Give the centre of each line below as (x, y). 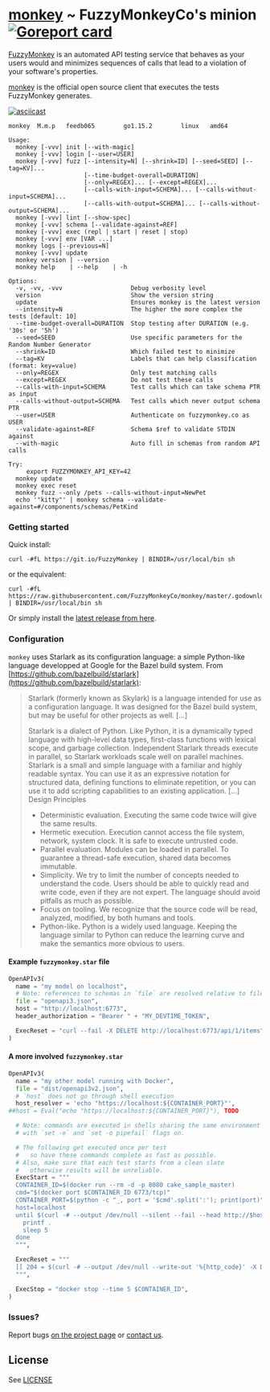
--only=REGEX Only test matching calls (117, 372)
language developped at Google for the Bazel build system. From (116, 665)
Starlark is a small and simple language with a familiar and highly (135, 765)
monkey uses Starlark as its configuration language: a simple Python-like (127, 657)
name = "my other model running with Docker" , (95, 1081)
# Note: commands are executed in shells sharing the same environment (138, 1126)
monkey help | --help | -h (72, 267)
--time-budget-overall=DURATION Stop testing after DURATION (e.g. (133, 323)
